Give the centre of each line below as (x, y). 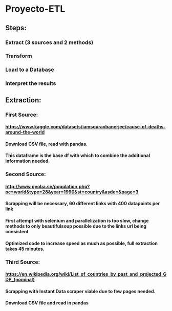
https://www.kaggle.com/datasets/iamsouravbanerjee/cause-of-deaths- (85, 127)
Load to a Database (30, 70)
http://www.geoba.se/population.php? (48, 186)
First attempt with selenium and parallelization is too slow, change (77, 221)
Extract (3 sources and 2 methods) (49, 42)
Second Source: (26, 174)
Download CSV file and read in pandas (47, 303)
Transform (19, 56)
